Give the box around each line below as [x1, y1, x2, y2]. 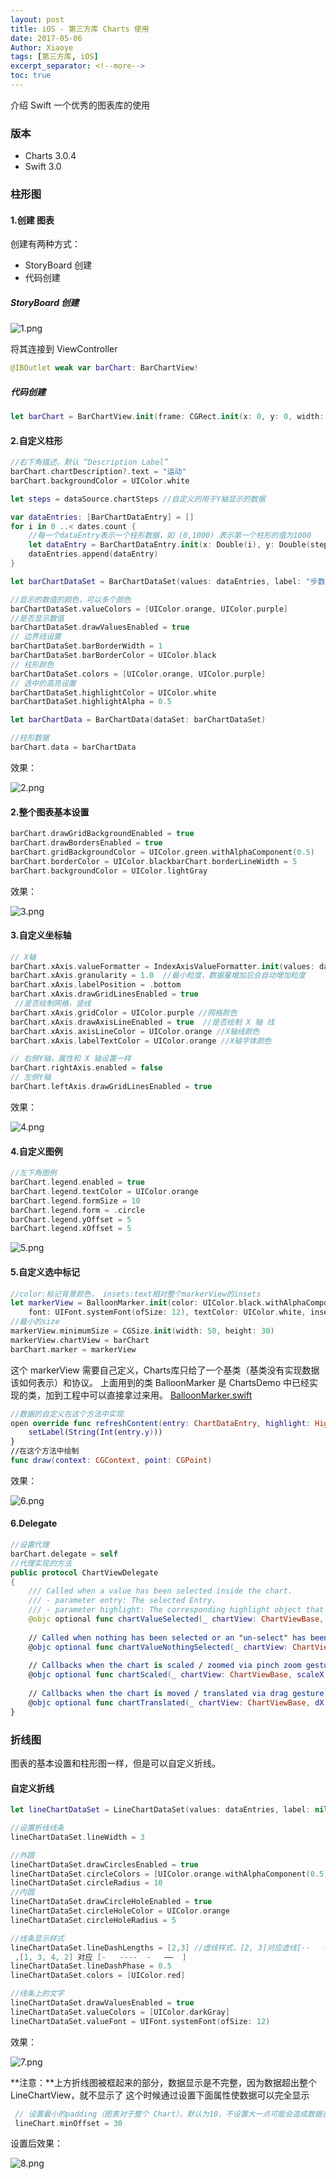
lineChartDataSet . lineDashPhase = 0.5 [10, 1961, 172, 1971]
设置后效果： [10, 2137, 63, 2150]
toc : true [10, 71, 52, 81]
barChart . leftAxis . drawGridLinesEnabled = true [10, 1082, 213, 1092]
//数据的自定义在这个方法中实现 [10, 1409, 124, 1419]
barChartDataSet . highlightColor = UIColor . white [10, 687, 217, 698]
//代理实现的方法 [10, 1558, 72, 1568]
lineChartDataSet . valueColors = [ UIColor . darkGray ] [10, 2007, 230, 2017]
